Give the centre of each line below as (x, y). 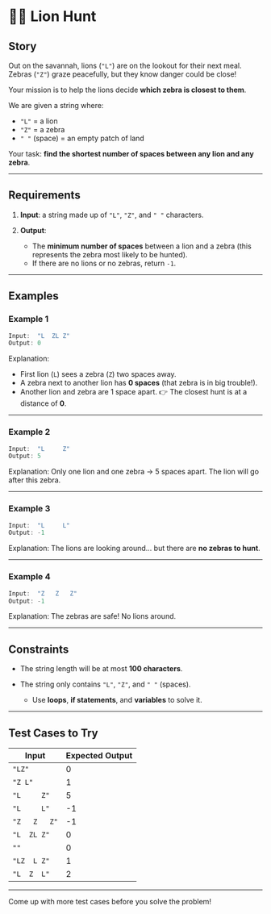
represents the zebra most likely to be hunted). (110, 254)
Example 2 (29, 432)
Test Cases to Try (53, 733)
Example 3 (29, 509)
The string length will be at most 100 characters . (101, 669)
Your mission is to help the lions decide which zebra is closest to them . (127, 90)
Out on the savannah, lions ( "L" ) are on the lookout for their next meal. (125, 65)
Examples (33, 296)
